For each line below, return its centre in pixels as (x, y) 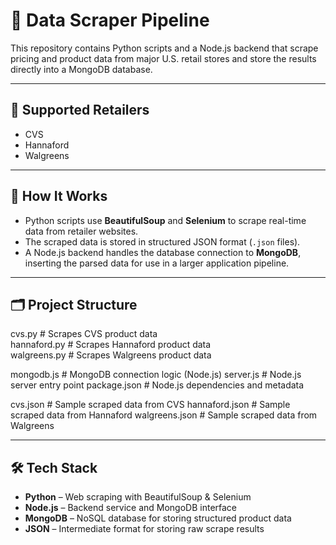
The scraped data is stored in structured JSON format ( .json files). (162, 241)
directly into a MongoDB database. (81, 69)
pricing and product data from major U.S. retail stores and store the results (163, 58)
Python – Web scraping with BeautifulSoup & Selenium (138, 497)
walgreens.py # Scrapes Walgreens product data (111, 355)
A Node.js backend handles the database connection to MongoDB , (163, 252)
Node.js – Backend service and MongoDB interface (131, 508)
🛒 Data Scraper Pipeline (110, 20)
